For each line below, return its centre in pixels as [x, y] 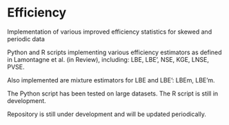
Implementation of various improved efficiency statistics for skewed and [110, 32]
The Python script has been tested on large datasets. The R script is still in [113, 93]
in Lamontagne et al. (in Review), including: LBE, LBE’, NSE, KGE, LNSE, [108, 59]
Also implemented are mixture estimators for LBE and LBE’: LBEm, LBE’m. [111, 80]
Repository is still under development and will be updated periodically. [107, 114]
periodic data [26, 38]
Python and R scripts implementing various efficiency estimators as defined [114, 52]
